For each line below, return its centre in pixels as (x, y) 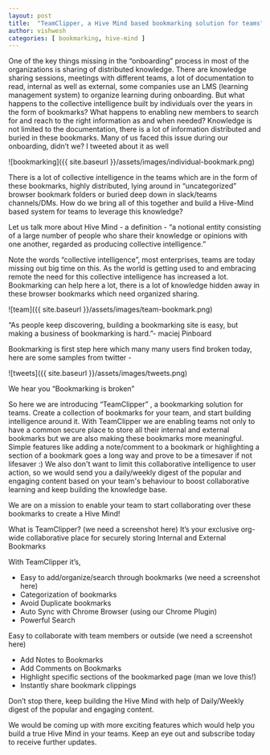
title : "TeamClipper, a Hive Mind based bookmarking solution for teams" (136, 23)
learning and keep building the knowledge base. (88, 490)
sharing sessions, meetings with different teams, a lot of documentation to (131, 78)
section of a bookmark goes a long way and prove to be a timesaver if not (130, 455)
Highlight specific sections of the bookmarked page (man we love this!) (138, 677)
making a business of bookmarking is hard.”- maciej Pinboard (110, 333)
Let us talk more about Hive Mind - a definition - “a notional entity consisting (135, 227)
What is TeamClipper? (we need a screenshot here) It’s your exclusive (124, 529)
